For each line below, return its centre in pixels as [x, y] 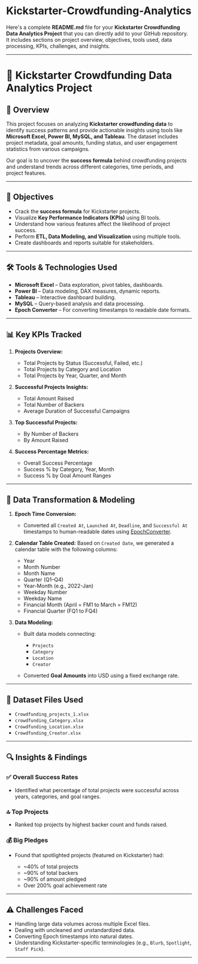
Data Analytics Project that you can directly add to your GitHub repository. [97, 33]
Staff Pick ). [30, 949]
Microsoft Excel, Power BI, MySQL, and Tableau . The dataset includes [92, 136]
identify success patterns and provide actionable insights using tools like [94, 130]
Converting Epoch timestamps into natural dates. [74, 936]
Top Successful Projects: [46, 423]
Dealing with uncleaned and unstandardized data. [75, 930]
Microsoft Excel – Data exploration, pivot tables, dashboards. [89, 285]
